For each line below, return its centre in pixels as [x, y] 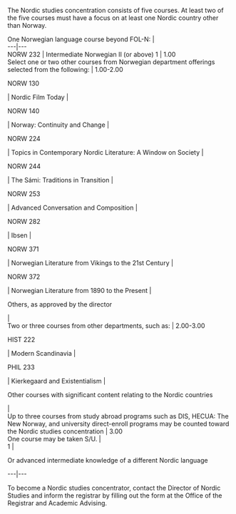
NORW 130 [24, 83]
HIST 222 [21, 339]
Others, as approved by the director [60, 304]
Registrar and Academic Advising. [57, 503]
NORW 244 [24, 166]
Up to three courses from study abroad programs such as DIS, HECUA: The [118, 416]
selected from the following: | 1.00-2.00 [65, 70]
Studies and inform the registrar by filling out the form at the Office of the [115, 495]
